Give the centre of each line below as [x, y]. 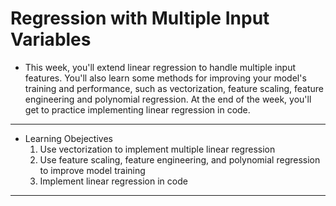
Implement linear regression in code [113, 181]
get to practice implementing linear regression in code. [137, 109]
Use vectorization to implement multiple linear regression [157, 149]
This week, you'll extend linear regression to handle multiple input [160, 67]
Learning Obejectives [68, 138]
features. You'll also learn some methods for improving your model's [165, 78]
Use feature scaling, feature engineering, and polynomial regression [180, 159]
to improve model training [92, 170]
